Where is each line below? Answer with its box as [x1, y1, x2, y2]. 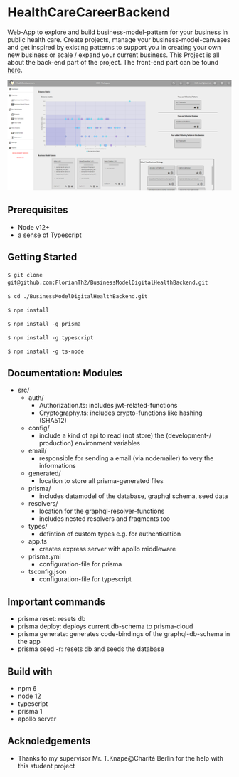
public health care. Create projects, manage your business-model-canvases [7, 35, 231, 43]
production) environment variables [38, 439, 141, 448]
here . [7, 65, 23, 74]
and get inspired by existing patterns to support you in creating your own [7, 43, 221, 51]
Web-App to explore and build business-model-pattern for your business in [7, 28, 228, 36]
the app [17, 638, 41, 646]
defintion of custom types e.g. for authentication [38, 529, 181, 538]
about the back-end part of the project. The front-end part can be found [7, 58, 219, 66]
